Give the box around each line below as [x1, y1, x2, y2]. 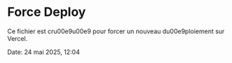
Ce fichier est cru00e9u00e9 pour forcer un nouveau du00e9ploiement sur [7, 27, 225, 35]
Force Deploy [7, 4, 86, 20]
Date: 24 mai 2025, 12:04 [7, 48, 81, 56]
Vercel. [7, 34, 28, 42]
